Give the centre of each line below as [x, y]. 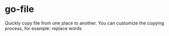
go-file [19, 9]
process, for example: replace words [43, 28]
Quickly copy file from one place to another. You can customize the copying [84, 23]
